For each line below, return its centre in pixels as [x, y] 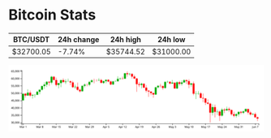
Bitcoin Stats [52, 15]
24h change [79, 40]
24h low [171, 40]
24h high [126, 40]
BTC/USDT [32, 40]
